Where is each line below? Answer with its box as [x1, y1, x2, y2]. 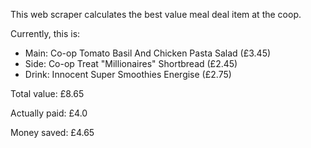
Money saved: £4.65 [10, 127, 95, 138]
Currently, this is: [10, 28, 81, 39]
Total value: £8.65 [10, 88, 85, 99]
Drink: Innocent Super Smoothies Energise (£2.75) [24, 69, 232, 80]
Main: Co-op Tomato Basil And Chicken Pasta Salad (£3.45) [24, 47, 272, 59]
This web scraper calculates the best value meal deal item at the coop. [10, 9, 302, 20]
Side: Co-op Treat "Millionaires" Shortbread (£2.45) [24, 58, 238, 69]
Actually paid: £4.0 [10, 107, 88, 119]
